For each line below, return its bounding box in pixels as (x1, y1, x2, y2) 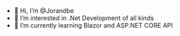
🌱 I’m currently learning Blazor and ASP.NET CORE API (13, 21, 173, 29)
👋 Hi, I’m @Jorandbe (13, 7, 74, 15)
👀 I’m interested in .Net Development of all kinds (13, 14, 154, 22)
